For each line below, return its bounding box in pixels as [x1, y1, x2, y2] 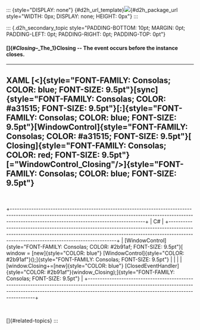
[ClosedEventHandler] [124, 263, 180, 270]
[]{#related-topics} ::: [6, 317, 58, 325]
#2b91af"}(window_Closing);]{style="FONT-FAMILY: [46, 269, 175, 276]
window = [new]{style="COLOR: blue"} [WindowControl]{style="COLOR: [6, 249, 185, 257]
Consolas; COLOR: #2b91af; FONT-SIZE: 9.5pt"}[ [63, 243, 183, 251]
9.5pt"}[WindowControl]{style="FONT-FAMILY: [6, 122, 188, 132]
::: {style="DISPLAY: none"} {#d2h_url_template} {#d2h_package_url [6, 7, 178, 13]
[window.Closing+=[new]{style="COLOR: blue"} [6, 263, 124, 270]
